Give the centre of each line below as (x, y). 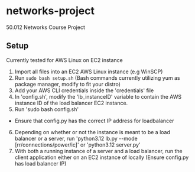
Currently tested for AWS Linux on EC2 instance (64, 60)
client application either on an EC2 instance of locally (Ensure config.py (102, 157)
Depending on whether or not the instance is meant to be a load (92, 132)
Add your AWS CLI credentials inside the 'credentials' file (84, 90)
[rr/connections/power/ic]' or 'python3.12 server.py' (77, 145)
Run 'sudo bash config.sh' (46, 109)
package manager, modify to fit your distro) (68, 84)
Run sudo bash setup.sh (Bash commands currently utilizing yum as (97, 77)
